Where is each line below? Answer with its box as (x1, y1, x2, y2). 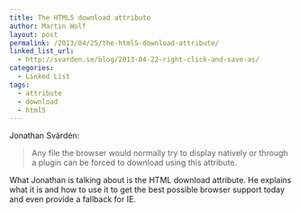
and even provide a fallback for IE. (9, 194, 137, 205)
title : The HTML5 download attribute (9, 13, 151, 23)
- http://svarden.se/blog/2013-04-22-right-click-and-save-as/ (17, 55, 259, 64)
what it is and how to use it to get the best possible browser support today (9, 184, 286, 195)
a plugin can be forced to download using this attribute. (31, 157, 238, 168)
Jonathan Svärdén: (9, 130, 80, 141)
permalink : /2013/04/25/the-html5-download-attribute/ (9, 38, 220, 48)
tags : (9, 80, 30, 89)
